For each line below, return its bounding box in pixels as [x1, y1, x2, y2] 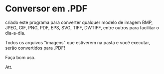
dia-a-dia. [5, 30, 26, 36]
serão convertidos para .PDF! [5, 45, 65, 51]
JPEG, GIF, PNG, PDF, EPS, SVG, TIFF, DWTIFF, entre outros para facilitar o [5, 24, 160, 30]
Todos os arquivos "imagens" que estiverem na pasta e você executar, [5, 39, 151, 45]
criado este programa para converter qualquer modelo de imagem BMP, [5, 19, 153, 25]
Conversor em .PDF [5, 3, 88, 14]
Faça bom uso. [5, 54, 36, 60]
